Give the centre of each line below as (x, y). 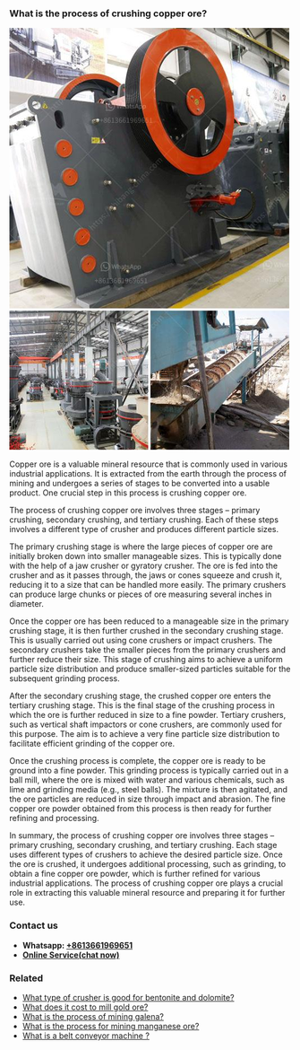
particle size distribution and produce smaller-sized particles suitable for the (150, 669)
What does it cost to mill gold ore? (85, 1007)
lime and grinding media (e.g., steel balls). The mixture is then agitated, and (149, 790)
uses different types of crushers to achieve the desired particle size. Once (146, 854)
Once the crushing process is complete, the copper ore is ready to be (137, 761)
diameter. (27, 604)
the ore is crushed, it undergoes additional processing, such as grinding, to (148, 864)
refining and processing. (55, 818)
